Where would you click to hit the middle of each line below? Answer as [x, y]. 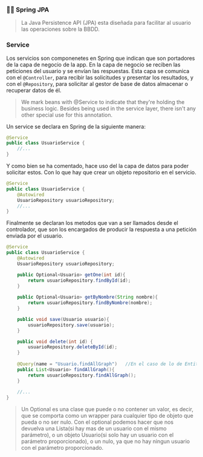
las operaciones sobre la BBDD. [60, 29]
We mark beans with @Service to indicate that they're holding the [103, 102]
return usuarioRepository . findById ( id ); [79, 280]
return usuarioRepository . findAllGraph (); [82, 375]
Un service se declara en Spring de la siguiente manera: [76, 126]
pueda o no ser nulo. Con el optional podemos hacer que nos [97, 422]
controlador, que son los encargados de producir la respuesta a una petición [101, 230]
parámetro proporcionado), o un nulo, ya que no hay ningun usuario [105, 441]
